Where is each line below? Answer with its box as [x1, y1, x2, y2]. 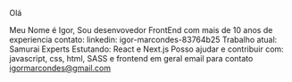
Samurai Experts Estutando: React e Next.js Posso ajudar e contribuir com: [9, 44, 284, 54]
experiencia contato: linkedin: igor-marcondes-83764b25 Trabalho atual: [9, 35, 278, 45]
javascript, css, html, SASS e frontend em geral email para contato [9, 53, 254, 63]
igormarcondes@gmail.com [9, 62, 112, 73]
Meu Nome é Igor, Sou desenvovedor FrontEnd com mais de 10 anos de [9, 25, 273, 35]
